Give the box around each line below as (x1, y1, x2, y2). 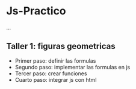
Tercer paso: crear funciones (14, 70, 87, 77)
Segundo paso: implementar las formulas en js (14, 63, 131, 70)
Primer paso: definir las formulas (14, 57, 96, 64)
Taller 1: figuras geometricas (6, 41, 116, 51)
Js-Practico (6, 4, 66, 18)
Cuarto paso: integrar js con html (14, 76, 97, 83)
